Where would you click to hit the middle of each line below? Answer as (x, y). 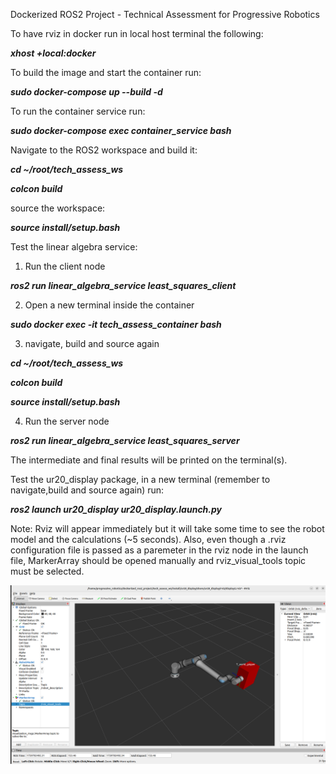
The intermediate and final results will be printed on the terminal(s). (149, 460)
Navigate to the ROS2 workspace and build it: (104, 150)
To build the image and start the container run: (106, 72)
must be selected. (47, 571)
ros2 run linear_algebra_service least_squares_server (125, 440)
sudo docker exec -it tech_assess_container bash (116, 324)
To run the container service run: (78, 111)
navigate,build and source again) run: (87, 490)
